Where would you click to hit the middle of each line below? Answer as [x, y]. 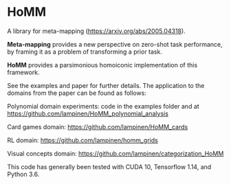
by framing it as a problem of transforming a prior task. [85, 52]
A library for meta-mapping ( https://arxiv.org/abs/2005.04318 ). [96, 31]
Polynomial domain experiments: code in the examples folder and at [103, 106]
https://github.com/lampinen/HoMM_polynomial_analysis [88, 113]
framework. [23, 72]
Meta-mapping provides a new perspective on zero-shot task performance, [115, 44]
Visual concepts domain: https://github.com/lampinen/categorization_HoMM [115, 153]
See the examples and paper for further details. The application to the [106, 85]
